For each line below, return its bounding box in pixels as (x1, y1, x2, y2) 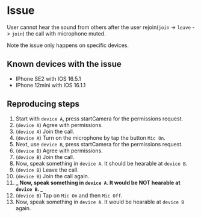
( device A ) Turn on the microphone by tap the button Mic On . (15, 134, 166, 142)
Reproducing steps (7, 99, 80, 109)
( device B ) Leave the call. (15, 166, 79, 173)
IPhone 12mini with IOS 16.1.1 (15, 81, 86, 89)
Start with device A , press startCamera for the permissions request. (15, 115, 183, 122)
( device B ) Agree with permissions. (15, 147, 103, 154)
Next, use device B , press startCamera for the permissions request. (15, 140, 183, 148)
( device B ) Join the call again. (15, 172, 90, 179)
